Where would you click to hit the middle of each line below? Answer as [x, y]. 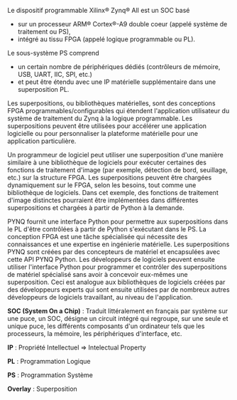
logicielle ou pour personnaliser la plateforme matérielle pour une [103, 133]
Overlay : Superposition [43, 389]
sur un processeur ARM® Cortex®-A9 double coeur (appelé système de [122, 24]
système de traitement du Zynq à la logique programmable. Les [100, 118]
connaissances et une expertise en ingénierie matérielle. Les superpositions [118, 244]
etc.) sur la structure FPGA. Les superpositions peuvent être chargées [110, 178]
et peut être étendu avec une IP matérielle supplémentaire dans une [117, 82]
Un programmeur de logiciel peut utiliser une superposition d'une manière [115, 155]
